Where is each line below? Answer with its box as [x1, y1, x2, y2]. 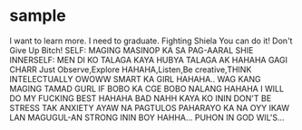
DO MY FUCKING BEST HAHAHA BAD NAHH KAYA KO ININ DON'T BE [9, 92, 272, 104]
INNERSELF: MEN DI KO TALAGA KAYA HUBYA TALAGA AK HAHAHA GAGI [9, 54, 288, 65]
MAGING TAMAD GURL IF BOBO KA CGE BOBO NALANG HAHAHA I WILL [9, 83, 284, 94]
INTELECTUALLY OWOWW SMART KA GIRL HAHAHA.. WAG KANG [9, 73, 261, 84]
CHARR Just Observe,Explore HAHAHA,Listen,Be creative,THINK [9, 64, 252, 75]
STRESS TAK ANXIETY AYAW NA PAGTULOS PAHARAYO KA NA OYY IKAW [9, 102, 290, 113]
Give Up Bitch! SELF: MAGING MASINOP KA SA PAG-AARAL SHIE [9, 44, 254, 55]
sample [9, 5, 66, 26]
